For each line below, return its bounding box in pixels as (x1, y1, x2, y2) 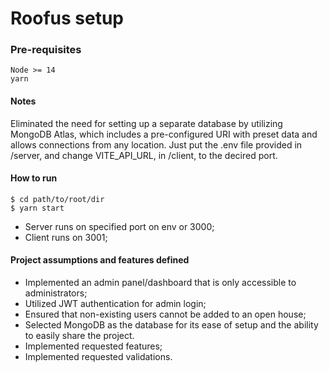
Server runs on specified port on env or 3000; (24, 220, 215, 232)
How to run (10, 172, 58, 184)
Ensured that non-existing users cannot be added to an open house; (24, 308, 307, 321)
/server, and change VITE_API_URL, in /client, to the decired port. (10, 149, 278, 161)
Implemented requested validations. (24, 351, 173, 363)
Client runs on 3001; (24, 231, 108, 243)
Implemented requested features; (24, 340, 163, 352)
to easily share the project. (24, 330, 135, 342)
